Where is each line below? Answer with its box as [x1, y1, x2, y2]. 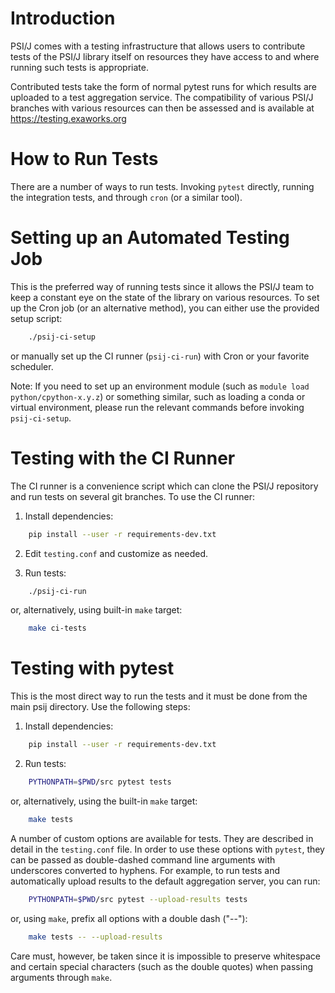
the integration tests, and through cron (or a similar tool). [10, 191, 243, 203]
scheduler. [10, 360, 54, 372]
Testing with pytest [10, 657, 175, 680]
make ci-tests [28, 623, 87, 634]
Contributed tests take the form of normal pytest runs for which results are [10, 80, 317, 92]
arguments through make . [10, 971, 113, 983]
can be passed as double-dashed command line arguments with [10, 853, 276, 866]
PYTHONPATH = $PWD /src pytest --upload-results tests [28, 894, 248, 904]
